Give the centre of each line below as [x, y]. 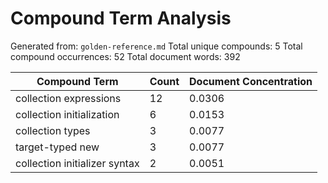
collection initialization [67, 114]
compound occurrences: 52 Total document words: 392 [125, 56]
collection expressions [68, 98]
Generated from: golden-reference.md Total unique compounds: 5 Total [156, 46]
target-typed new [57, 147]
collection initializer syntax [77, 163]
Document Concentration [251, 81]
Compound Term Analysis [121, 18]
